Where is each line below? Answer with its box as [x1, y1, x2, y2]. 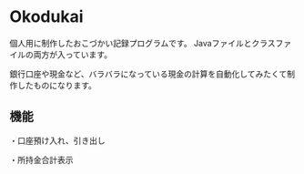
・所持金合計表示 [9, 154, 74, 165]
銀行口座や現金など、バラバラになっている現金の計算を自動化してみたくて [9, 68, 288, 79]
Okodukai [9, 6, 84, 27]
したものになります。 [16, 79, 97, 90]
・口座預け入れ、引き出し [9, 135, 106, 146]
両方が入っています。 [33, 48, 112, 60]
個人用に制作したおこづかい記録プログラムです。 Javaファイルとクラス [9, 37, 276, 48]
